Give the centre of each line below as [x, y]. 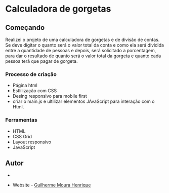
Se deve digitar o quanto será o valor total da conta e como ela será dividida [85, 45]
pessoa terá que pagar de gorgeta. [41, 61]
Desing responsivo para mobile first [50, 96]
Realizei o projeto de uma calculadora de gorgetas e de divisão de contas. [82, 40]
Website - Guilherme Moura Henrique [52, 185]
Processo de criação [31, 74]
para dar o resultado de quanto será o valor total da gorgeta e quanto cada [83, 56]
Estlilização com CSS [35, 91]
